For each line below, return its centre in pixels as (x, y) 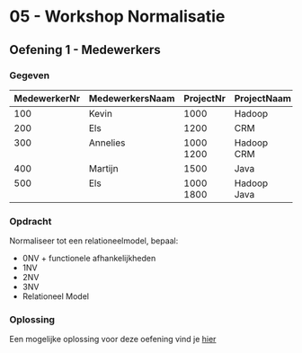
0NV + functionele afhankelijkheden (89, 259)
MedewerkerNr (47, 98)
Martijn (103, 168)
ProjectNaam (263, 98)
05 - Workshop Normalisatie (117, 17)
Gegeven (30, 75)
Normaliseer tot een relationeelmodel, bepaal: (94, 241)
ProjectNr (205, 98)
